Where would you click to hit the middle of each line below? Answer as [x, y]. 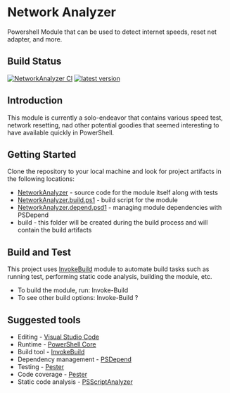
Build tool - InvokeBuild [51, 352]
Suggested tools [44, 320]
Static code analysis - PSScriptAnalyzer [75, 382]
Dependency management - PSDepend [74, 359]
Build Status [34, 62]
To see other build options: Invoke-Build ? [78, 298]
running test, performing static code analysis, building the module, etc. [110, 277]
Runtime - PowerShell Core [57, 344]
